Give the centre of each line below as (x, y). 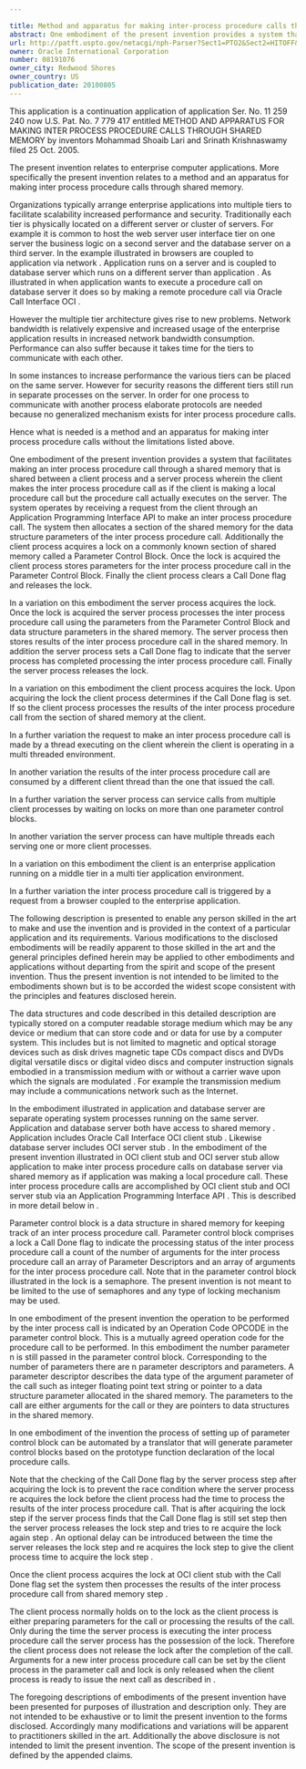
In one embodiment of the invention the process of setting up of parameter (150, 1433)
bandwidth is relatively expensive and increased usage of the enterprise (145, 328)
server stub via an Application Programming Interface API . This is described (153, 1196)
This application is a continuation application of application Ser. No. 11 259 (149, 111)
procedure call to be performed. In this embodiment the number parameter (149, 1347)
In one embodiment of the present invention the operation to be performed (149, 1318)
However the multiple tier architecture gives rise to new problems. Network (150, 319)
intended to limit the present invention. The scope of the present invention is (153, 1745)
